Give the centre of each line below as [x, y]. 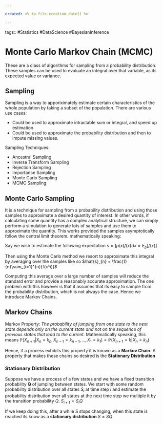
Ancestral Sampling [32, 157]
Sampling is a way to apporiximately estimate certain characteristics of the [80, 103]
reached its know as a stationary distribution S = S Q [59, 417]
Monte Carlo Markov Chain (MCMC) [79, 52]
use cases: [16, 113]
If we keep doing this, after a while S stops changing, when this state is [76, 411]
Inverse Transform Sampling [41, 162]
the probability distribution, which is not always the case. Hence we [73, 292]
